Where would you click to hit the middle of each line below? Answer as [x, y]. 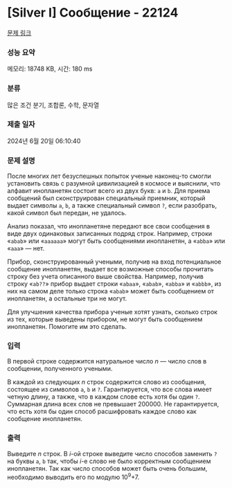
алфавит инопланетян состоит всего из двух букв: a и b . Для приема [109, 191]
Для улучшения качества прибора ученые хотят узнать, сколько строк [113, 312]
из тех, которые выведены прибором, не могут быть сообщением [105, 319]
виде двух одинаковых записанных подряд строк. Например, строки [110, 234]
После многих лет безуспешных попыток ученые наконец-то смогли [109, 176]
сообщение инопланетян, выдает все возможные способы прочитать [110, 269]
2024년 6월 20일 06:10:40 [44, 141]
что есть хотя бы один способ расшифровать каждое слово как [102, 412]
